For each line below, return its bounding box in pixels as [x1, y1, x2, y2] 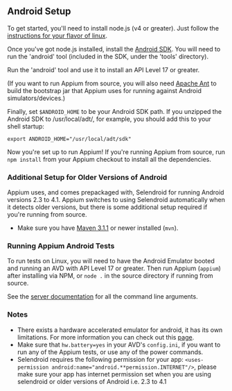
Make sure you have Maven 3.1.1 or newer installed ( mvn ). [17, 224, 179, 232]
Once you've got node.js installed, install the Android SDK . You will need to [7, 44, 221, 53]
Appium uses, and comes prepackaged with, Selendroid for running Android [7, 188, 224, 197]
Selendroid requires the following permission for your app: [17, 355, 184, 363]
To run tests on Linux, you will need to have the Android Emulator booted [7, 257, 215, 265]
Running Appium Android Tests [7, 241, 115, 251]
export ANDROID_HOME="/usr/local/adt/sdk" [7, 135, 132, 142]
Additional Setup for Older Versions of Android [7, 172, 168, 182]
